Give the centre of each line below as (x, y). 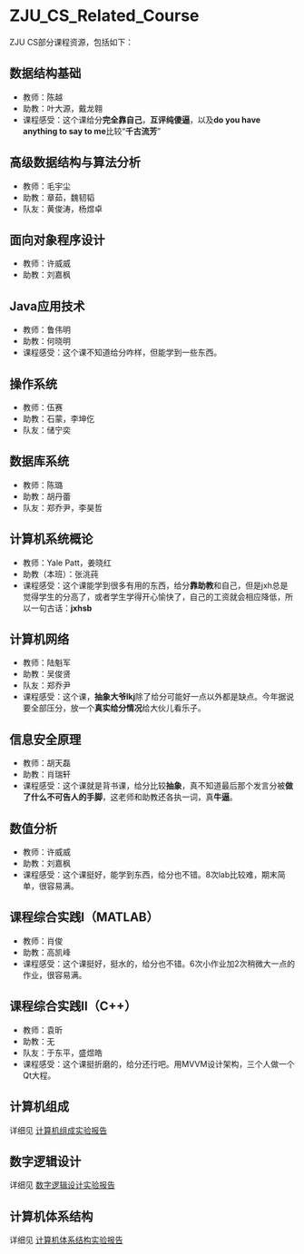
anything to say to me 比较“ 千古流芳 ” (92, 131)
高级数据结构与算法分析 (75, 163)
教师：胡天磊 (46, 763)
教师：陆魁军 (46, 662)
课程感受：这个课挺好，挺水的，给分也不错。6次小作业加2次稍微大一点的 (159, 964)
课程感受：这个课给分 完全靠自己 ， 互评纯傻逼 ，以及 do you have (142, 120)
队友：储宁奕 (46, 430)
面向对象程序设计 (57, 240)
